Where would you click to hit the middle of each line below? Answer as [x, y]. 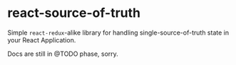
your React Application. [42, 40]
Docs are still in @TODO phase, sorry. [63, 54]
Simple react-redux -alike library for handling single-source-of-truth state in [118, 32]
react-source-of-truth [74, 13]
